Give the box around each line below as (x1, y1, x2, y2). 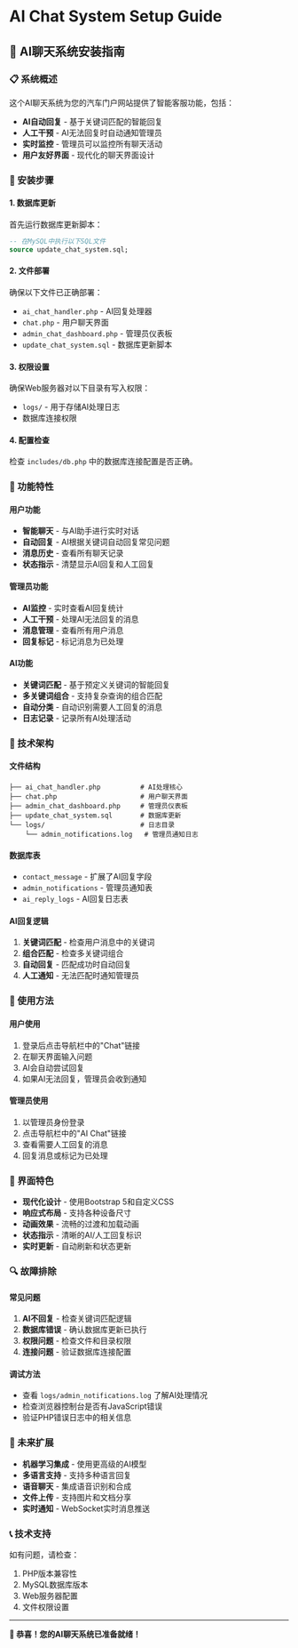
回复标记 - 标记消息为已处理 (21, 636, 124, 647)
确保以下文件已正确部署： (9, 286, 103, 297)
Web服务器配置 (21, 1590, 78, 1601)
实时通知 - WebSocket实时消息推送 (21, 1503, 151, 1514)
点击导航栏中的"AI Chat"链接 (21, 1128, 127, 1138)
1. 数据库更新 (9, 197, 56, 208)
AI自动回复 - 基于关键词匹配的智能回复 (21, 116, 163, 126)
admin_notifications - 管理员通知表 (21, 882, 153, 893)
